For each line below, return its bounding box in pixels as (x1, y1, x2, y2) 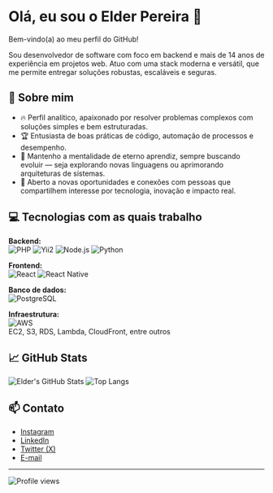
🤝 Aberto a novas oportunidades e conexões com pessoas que (19, 177, 232, 186)
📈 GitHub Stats (8, 351, 88, 364)
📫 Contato (8, 401, 65, 415)
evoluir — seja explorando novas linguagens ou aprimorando (19, 159, 224, 169)
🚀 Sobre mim (8, 91, 75, 105)
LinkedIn (19, 435, 50, 446)
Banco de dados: (8, 285, 67, 294)
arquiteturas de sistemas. (19, 168, 106, 178)
